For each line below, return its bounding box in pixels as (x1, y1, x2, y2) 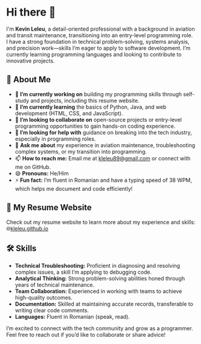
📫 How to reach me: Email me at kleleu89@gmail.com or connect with (14, 154, 191, 161)
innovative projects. (6, 57, 55, 64)
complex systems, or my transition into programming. (14, 148, 147, 155)
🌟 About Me (6, 74, 51, 85)
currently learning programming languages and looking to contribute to (6, 50, 182, 58)
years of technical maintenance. (14, 282, 95, 289)
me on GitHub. (14, 163, 51, 170)
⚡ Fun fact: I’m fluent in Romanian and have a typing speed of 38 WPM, (14, 177, 193, 184)
